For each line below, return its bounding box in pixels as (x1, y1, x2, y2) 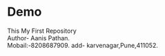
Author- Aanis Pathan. (7, 33, 70, 42)
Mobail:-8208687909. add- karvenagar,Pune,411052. (7, 41, 159, 49)
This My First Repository (7, 27, 77, 35)
